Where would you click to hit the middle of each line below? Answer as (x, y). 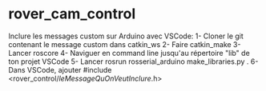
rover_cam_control (72, 14)
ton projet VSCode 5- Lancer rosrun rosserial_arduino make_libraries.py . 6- (133, 61)
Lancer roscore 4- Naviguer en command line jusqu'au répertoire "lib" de (129, 53)
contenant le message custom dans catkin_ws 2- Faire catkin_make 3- (125, 44)
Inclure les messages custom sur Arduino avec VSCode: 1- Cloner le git (126, 36)
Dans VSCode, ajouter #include (60, 69)
